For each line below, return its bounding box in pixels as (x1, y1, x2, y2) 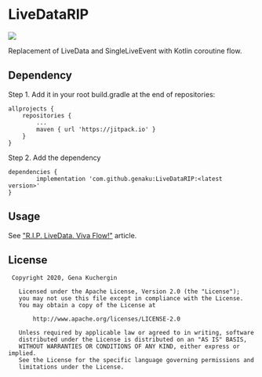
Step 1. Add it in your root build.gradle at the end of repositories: (8, 89, 216, 99)
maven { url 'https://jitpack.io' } (36, 125, 156, 133)
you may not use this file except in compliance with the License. (18, 295, 244, 303)
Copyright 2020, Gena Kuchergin (11, 274, 118, 282)
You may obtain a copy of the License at (18, 302, 156, 310)
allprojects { (8, 104, 55, 113)
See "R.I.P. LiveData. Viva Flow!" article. (8, 230, 137, 240)
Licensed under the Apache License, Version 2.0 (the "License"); (18, 288, 241, 295)
